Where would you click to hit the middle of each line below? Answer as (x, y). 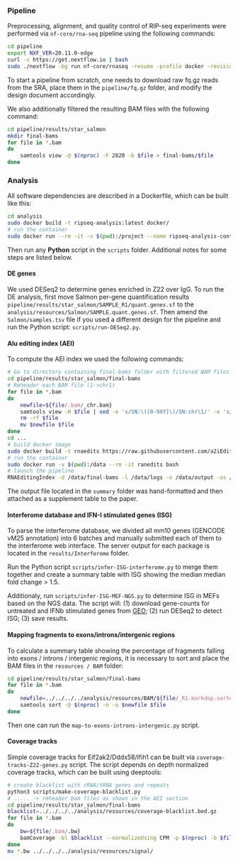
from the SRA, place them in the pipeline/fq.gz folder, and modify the (110, 87)
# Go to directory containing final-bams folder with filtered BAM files (119, 372)
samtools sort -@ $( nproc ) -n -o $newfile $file (93, 705)
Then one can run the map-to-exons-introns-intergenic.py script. (104, 725)
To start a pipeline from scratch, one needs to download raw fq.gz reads (113, 79)
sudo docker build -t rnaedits (53, 451)
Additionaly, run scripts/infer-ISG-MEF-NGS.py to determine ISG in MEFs (113, 596)
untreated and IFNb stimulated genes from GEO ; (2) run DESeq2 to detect (115, 611)
